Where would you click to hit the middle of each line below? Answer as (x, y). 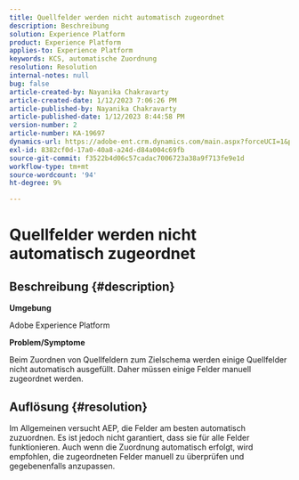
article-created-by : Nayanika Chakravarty (89, 92)
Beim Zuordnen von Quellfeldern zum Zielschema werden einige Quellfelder (148, 360)
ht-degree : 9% (36, 183)
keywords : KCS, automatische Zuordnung (83, 59)
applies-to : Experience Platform (71, 51)
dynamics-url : (36, 142)
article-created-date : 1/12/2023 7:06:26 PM (93, 100)
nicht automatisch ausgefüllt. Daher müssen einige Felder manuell (130, 370)
